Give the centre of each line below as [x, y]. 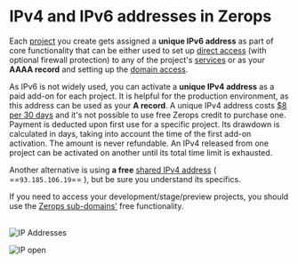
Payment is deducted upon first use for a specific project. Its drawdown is [145, 124]
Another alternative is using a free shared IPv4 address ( [113, 170]
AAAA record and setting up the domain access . [99, 69]
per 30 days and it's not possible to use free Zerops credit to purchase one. [148, 115]
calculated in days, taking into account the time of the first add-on [130, 133]
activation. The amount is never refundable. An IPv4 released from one [139, 143]
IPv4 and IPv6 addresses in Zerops [141, 16]
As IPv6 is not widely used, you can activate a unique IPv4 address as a [142, 86]
